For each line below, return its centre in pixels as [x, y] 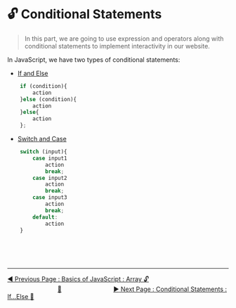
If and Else [33, 73]
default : [45, 217]
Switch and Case [42, 139]
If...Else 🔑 [21, 297]
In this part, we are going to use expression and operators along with [124, 38]
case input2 [50, 178]
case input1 [50, 158]
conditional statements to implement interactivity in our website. [117, 46]
